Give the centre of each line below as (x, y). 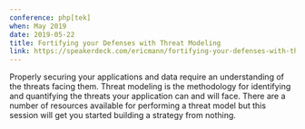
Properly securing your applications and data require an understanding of (147, 77)
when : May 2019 (38, 26)
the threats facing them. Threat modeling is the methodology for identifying (150, 87)
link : (20, 51)
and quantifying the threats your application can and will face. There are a (148, 97)
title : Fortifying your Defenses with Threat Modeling (115, 43)
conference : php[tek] (50, 18)
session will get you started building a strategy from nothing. (123, 115)
